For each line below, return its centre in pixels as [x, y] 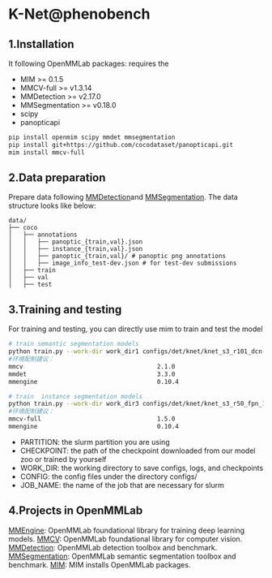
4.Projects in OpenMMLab [76, 511]
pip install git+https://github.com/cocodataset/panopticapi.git [121, 144]
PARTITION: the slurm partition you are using [95, 442]
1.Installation [41, 44]
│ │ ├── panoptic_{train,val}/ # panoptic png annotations [117, 257]
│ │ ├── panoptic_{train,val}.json [76, 242]
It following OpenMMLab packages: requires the [89, 63]
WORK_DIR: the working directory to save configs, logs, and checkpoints [142, 468]
